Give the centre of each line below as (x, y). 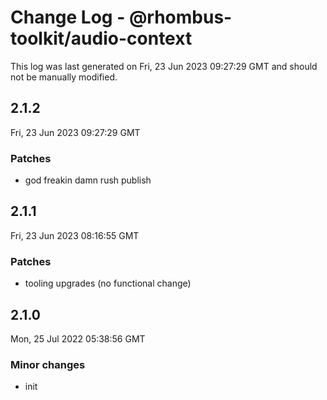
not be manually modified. (64, 77)
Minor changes (48, 364)
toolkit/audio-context (101, 38)
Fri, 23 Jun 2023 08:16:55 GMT (75, 235)
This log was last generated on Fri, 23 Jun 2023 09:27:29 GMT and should (164, 66)
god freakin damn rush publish (88, 180)
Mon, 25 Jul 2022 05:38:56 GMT (78, 338)
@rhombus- (180, 17)
